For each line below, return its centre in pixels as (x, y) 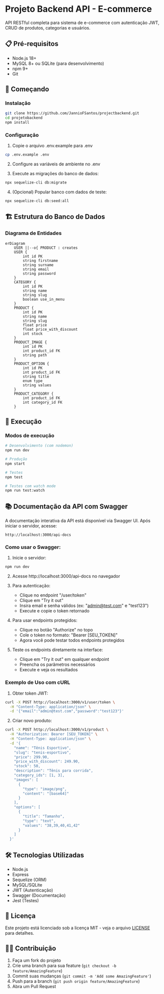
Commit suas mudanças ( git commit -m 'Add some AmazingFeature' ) (82, 976)
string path (35, 355)
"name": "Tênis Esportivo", (42, 748)
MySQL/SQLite (27, 885)
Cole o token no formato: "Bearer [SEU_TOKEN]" (68, 635)
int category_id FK (43, 402)
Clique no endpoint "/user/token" (53, 595)
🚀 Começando (27, 89)
